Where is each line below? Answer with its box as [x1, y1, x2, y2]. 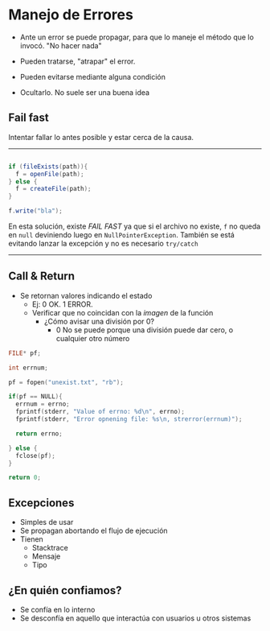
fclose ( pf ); [15, 452, 56, 460]
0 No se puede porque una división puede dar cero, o [55, 324, 234, 335]
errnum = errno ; [15, 400, 70, 408]
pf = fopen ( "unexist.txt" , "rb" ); [8, 378, 125, 386]
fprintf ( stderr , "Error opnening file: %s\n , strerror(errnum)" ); [15, 415, 243, 423]
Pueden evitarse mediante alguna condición [19, 72, 166, 81]
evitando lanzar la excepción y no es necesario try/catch [8, 239, 198, 248]
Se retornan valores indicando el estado [19, 291, 153, 300]
